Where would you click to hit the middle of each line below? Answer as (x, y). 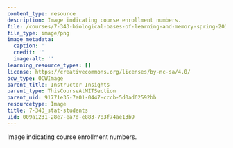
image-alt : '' (34, 59)
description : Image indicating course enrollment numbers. (94, 20)
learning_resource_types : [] (49, 65)
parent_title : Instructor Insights (59, 85)
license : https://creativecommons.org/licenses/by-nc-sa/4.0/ (99, 72)
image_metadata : (31, 40)
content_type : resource (42, 14)
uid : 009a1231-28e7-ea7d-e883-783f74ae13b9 (71, 117)
